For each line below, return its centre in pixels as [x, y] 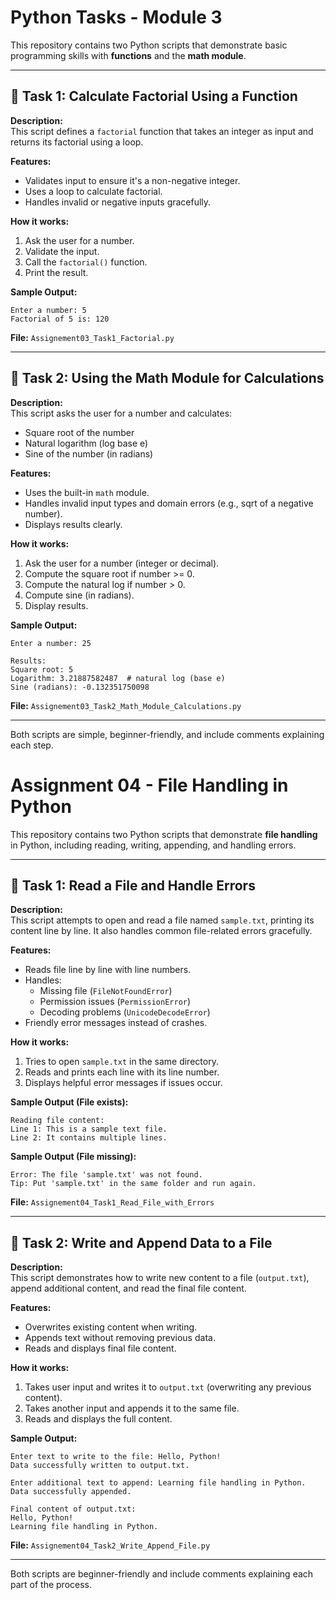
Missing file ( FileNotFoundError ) [106, 991]
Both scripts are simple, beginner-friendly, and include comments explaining [167, 734]
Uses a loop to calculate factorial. [93, 191]
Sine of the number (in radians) [89, 453]
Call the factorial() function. [86, 262]
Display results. [56, 605]
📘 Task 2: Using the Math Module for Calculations [167, 378]
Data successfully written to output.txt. [100, 1466]
